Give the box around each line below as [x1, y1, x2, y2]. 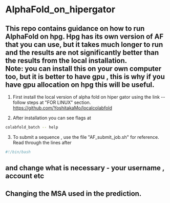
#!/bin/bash [5, 149, 31, 155]
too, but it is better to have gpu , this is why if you [5, 72, 165, 81]
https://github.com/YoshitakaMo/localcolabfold [12, 105, 113, 111]
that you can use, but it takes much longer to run [5, 40, 163, 49]
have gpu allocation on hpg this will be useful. [5, 80, 155, 89]
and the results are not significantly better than [5, 48, 159, 57]
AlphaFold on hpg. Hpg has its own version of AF [5, 32, 164, 41]
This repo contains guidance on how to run [5, 24, 145, 33]
